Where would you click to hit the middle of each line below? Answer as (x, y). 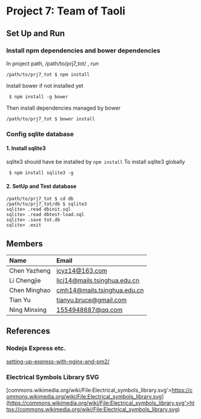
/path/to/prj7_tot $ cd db (40, 199)
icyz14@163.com (82, 271)
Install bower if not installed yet (45, 85)
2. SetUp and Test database (41, 186)
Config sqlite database (40, 134)
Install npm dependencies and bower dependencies (83, 51)
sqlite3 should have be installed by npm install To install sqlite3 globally (96, 162)
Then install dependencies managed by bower (64, 108)
